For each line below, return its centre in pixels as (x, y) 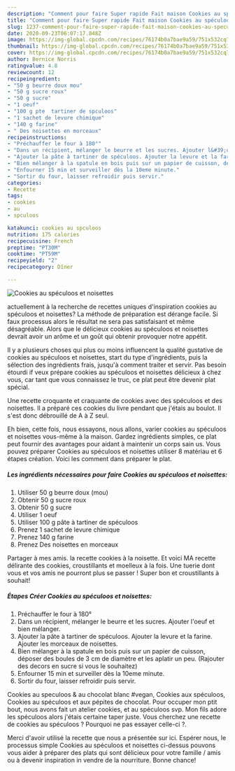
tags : (15, 196)
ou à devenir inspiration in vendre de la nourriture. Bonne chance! (102, 760)
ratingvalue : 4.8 (33, 66)
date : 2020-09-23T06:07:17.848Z (54, 33)
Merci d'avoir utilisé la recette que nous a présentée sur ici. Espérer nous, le (117, 737)
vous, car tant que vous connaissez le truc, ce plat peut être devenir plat (112, 379)
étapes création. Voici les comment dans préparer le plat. (90, 458)
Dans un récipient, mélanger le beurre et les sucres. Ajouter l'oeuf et (116, 621)
